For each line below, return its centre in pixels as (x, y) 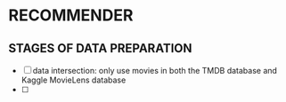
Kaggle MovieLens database (74, 80)
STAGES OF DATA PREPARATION (100, 48)
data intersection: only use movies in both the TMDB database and (155, 71)
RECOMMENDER (71, 16)
